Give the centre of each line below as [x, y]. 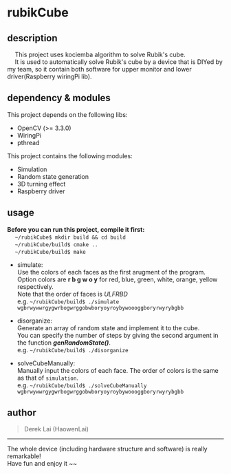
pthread [28, 142]
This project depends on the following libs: [67, 114]
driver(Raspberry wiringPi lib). [49, 76]
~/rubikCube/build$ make [50, 252]
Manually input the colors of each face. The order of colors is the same [118, 370]
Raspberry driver [41, 191]
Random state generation [53, 176]
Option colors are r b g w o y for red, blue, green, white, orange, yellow [117, 279]
